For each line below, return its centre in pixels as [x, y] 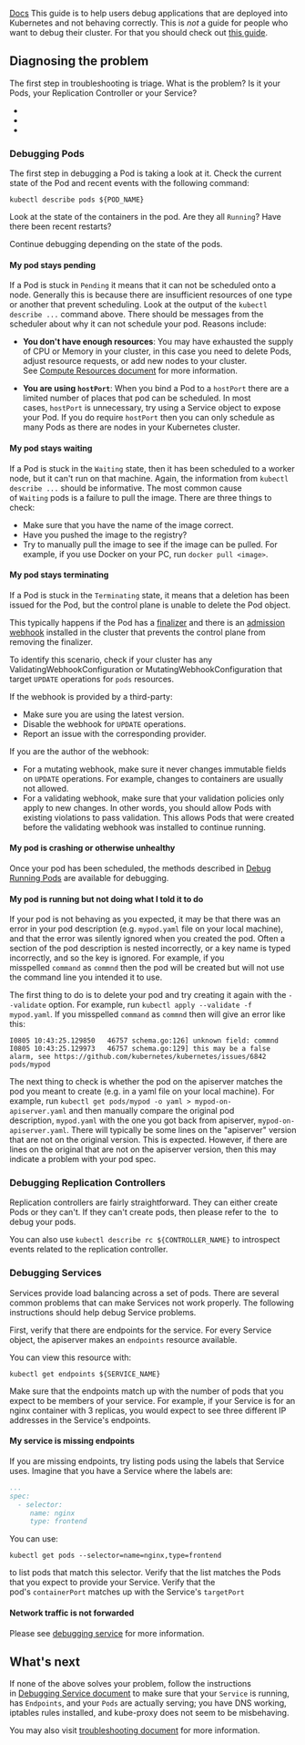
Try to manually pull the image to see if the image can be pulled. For [150, 544]
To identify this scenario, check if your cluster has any [111, 660]
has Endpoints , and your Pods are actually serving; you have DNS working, [148, 1703]
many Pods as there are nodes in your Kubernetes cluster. [131, 427]
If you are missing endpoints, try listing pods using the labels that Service [147, 1461]
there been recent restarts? [61, 226]
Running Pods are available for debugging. [89, 878]
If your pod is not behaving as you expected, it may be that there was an [145, 919]
